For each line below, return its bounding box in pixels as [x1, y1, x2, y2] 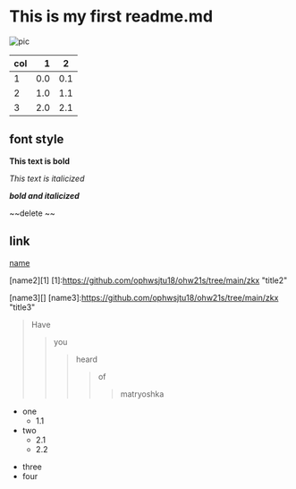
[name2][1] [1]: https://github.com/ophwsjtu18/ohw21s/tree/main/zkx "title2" [9, 275, 288, 286]
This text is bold [9, 155, 70, 167]
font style [9, 132, 64, 147]
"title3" [9, 302, 36, 313]
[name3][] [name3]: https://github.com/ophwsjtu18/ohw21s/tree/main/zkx [9, 292, 279, 303]
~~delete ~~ [9, 208, 55, 219]
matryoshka [120, 388, 165, 399]
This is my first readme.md [9, 6, 213, 27]
